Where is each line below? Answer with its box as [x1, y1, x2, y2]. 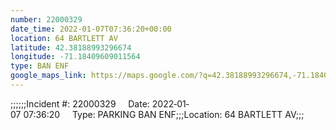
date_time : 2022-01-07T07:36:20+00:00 [10, 24, 172, 34]
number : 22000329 [10, 14, 83, 25]
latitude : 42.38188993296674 [10, 42, 132, 53]
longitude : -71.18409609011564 [10, 52, 141, 62]
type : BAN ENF [10, 61, 70, 71]
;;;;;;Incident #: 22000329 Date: [10, 97, 150, 110]
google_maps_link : [10, 71, 87, 81]
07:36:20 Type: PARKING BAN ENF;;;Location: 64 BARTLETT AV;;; [23, 108, 305, 120]
